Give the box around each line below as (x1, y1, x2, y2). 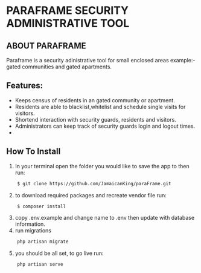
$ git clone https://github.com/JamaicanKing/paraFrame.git (17, 180, 171, 186)
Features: (6, 81, 43, 91)
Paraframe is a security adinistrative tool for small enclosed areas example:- (6, 57, 196, 64)
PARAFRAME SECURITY (6, 4, 129, 18)
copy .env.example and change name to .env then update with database (14, 214, 195, 222)
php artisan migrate (17, 238, 69, 245)
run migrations (14, 227, 51, 234)
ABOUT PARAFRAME (6, 41, 86, 51)
